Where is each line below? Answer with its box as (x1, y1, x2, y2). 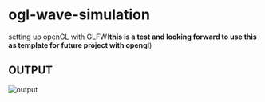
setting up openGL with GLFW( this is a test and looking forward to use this (8, 32, 257, 41)
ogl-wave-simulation (8, 6, 150, 24)
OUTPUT (8, 64, 53, 77)
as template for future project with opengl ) (8, 40, 152, 49)
